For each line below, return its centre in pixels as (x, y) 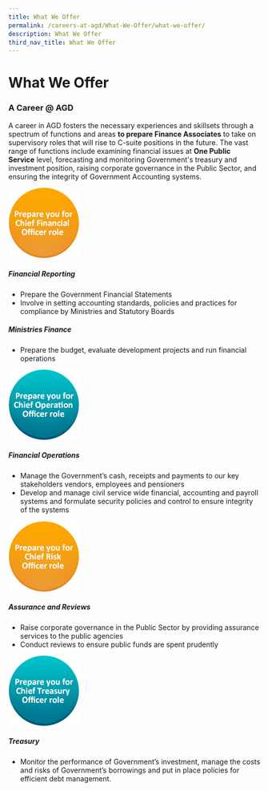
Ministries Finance (40, 329)
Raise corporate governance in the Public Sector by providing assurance (140, 627)
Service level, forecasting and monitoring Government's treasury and (123, 159)
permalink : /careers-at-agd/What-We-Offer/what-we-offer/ (107, 25)
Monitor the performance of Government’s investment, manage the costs (140, 761)
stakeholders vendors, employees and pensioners (102, 484)
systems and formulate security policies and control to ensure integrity (136, 501)
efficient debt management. (66, 778)
